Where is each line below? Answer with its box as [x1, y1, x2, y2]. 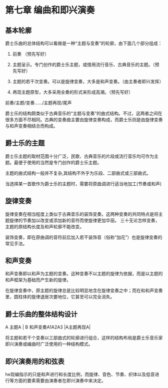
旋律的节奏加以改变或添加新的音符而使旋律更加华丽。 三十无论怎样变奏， [9, 217, 160, 223]
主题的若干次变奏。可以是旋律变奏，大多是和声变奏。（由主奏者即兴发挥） [12, 79, 164, 84]
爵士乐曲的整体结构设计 [5, 310, 77, 318]
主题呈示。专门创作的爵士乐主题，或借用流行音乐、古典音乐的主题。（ [12, 62, 155, 68]
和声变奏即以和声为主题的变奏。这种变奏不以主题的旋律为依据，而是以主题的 [5, 271, 163, 277]
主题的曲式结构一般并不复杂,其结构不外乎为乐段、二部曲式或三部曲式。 [5, 170, 151, 176]
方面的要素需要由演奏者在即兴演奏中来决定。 [13, 377, 106, 383]
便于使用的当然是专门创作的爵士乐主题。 [18, 159, 101, 165]
